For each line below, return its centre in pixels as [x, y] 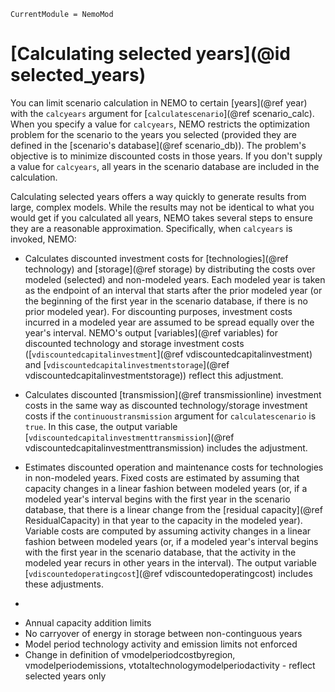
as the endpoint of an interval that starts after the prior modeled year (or [173, 290]
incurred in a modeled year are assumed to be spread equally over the [169, 322]
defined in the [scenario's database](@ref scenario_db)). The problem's [158, 145]
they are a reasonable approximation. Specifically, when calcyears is [151, 228]
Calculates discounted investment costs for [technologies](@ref [156, 258]
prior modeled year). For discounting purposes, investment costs [158, 311]
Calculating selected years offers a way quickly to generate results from [158, 196]
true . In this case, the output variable [101, 426]
